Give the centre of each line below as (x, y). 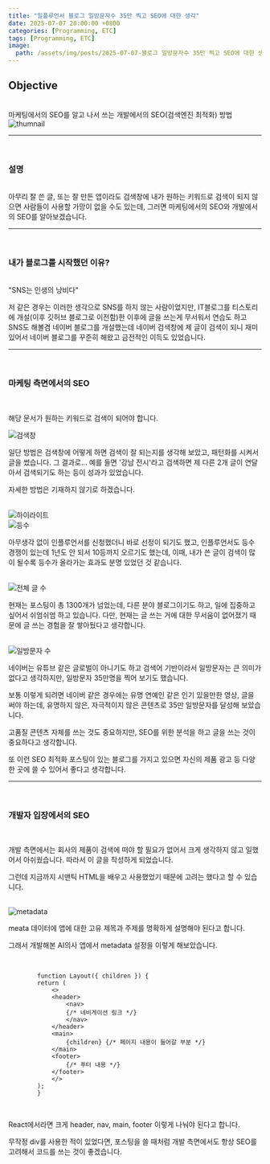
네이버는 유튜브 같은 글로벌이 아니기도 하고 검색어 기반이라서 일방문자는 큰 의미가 (135, 667)
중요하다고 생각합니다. (43, 742)
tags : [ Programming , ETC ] (51, 38)
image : (19, 46)
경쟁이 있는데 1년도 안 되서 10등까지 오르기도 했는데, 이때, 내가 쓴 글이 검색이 (128, 552)
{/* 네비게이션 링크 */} (101, 1013)
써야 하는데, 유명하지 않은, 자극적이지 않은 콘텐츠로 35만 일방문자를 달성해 (124, 705)
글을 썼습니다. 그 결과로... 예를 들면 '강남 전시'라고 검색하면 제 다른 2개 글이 (126, 462)
